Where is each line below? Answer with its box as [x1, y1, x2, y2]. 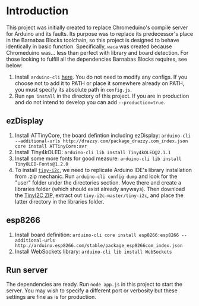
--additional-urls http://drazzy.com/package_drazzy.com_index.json [14, 138, 188, 144]
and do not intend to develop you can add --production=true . [14, 98, 165, 105]
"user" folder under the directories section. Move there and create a [14, 179, 182, 186]
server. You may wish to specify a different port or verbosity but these [6, 287, 178, 294]
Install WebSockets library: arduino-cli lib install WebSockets [14, 248, 172, 255]
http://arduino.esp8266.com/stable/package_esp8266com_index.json [14, 242, 183, 248]
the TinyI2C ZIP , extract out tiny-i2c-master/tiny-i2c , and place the [14, 192, 184, 199]
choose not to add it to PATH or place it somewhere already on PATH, [14, 79, 185, 87]
